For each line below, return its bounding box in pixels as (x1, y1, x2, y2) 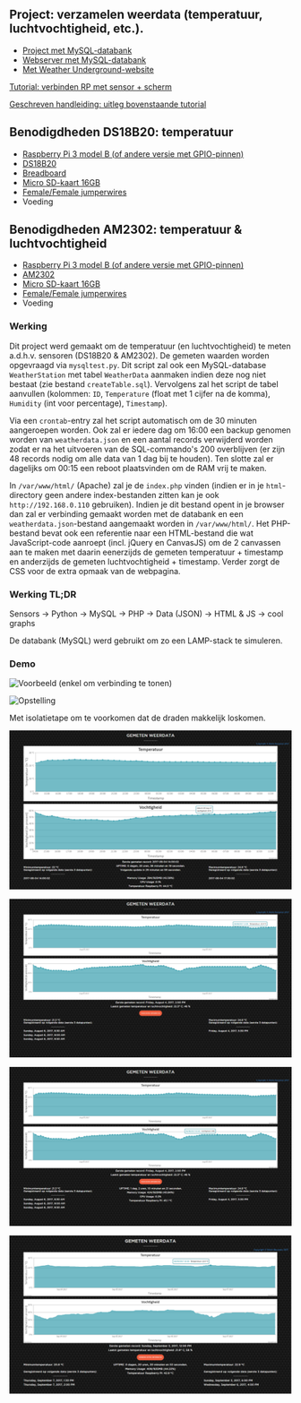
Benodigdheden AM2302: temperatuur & (9, 222, 243, 237)
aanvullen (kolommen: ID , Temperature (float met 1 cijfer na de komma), (9, 388, 271, 399)
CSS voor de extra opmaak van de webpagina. (9, 565, 181, 576)
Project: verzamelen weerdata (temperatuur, (9, 7, 262, 22)
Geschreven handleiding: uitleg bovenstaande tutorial (9, 99, 207, 109)
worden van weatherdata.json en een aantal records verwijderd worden (9, 434, 273, 444)
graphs (9, 618, 36, 629)
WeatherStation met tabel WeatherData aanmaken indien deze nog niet (9, 369, 266, 380)
